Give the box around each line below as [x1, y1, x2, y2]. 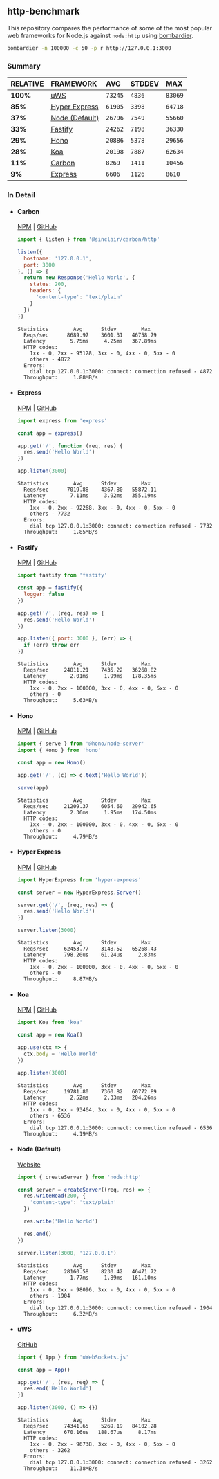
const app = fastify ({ [17, 584, 83, 591]
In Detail [7, 190, 36, 199]
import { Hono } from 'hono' [17, 747, 102, 754]
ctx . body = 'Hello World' [23, 1050, 98, 1057]
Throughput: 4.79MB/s [23, 833, 98, 840]
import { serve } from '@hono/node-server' [17, 740, 145, 747]
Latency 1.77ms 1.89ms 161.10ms [23, 1274, 157, 1281]
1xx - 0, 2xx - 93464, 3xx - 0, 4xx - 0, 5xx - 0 [30, 1106, 175, 1113]
